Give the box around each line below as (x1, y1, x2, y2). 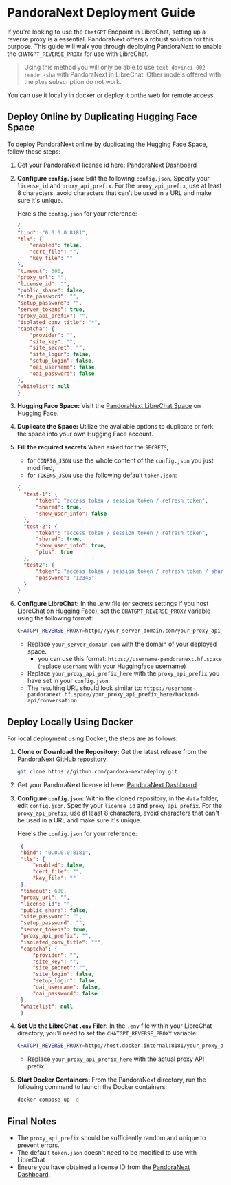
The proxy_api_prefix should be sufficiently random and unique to (16, 1134, 206, 1142)
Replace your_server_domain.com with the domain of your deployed (27, 640, 217, 649)
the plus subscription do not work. (23, 77, 122, 85)
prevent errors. (16, 1141, 60, 1149)
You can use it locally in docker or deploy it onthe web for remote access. (7, 91, 215, 99)
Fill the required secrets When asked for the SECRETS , (16, 443, 169, 452)
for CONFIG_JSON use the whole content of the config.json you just (27, 456, 214, 465)
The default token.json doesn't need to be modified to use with (16, 1148, 197, 1156)
